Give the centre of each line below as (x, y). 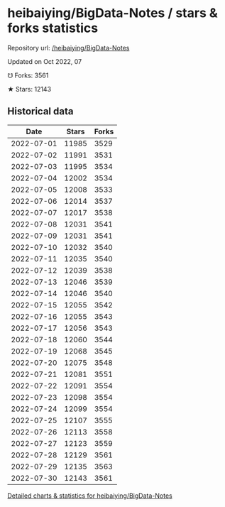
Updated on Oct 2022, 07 (45, 61)
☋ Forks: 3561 (28, 75)
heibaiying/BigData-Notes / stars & (112, 13)
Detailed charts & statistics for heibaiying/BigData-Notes (90, 496)
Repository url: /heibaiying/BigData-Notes (68, 48)
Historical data (40, 111)
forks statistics (53, 28)
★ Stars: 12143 (29, 89)
